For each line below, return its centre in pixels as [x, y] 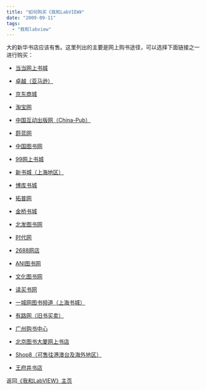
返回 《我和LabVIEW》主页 [39, 381]
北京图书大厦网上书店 [42, 342]
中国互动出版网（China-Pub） [53, 120]
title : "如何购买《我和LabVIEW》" [45, 12]
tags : [13, 23]
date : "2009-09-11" [31, 18]
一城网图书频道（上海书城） [50, 303]
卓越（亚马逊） [34, 81]
